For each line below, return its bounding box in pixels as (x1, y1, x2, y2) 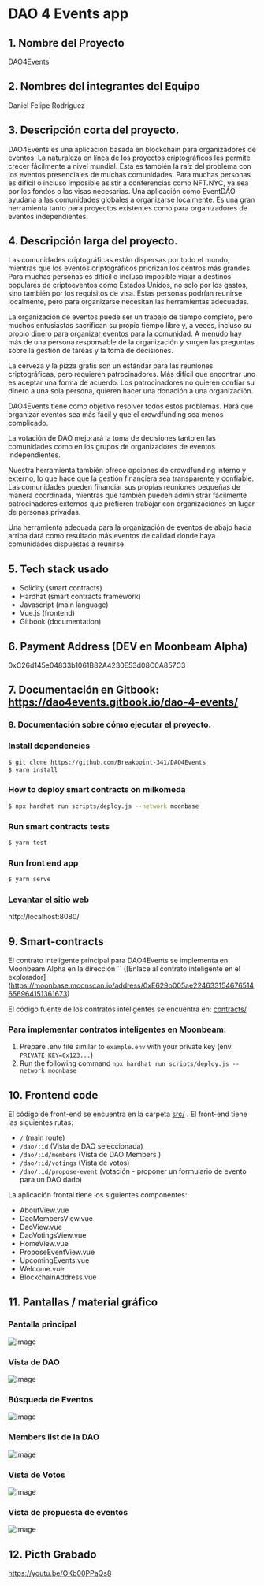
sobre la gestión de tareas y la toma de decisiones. (8, 346, 173, 356)
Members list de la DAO (8, 1431, 100, 1443)
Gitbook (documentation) (19, 616, 102, 627)
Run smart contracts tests (8, 821, 110, 832)
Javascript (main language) (19, 600, 109, 609)
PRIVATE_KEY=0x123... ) (19, 1050, 94, 1060)
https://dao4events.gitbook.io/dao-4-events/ (8, 695, 239, 709)
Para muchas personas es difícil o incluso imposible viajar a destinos (8, 272, 232, 281)
